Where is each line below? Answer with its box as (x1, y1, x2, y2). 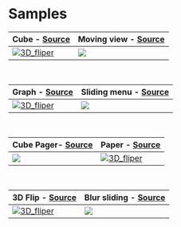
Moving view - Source (77, 33, 165, 45)
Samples (8, 5, 68, 23)
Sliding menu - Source (81, 86, 170, 97)
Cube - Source (12, 33, 70, 45)
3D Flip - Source (12, 192, 77, 203)
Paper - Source (100, 139, 161, 150)
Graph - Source (12, 86, 73, 97)
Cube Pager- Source (12, 139, 93, 150)
